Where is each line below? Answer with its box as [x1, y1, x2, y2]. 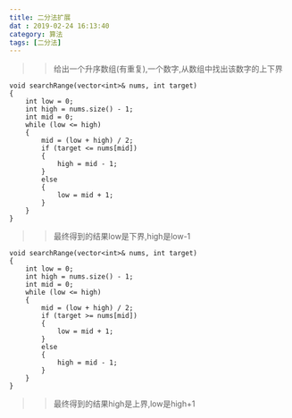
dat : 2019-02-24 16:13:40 [9, 21, 110, 30]
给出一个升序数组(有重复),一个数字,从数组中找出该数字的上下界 [53, 63, 283, 74]
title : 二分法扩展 [9, 13, 71, 22]
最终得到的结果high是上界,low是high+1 [53, 398, 196, 409]
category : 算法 [9, 29, 63, 38]
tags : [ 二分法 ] [9, 38, 63, 47]
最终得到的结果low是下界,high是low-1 [53, 231, 191, 242]
